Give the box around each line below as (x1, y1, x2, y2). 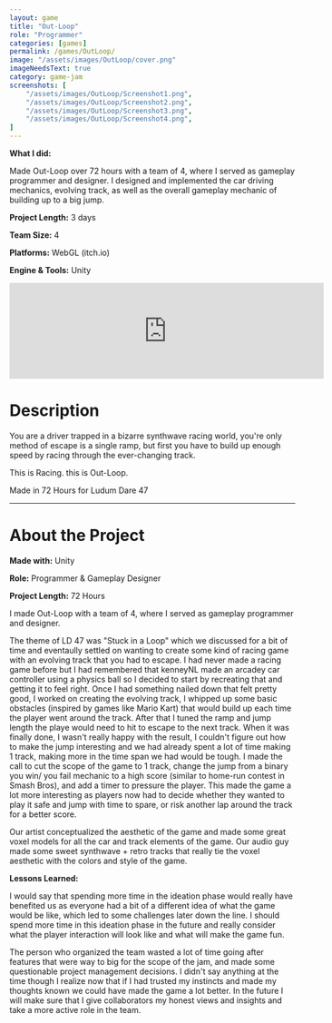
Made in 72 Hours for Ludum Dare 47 (9, 485, 149, 496)
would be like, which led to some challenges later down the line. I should (9, 910, 280, 920)
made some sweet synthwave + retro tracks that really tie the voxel (9, 845, 260, 856)
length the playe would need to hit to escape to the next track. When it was (9, 722, 290, 733)
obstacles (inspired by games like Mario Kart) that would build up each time (9, 703, 292, 713)
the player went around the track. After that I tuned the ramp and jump (9, 712, 272, 723)
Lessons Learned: (9, 872, 79, 883)
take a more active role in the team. (9, 1004, 142, 1015)
